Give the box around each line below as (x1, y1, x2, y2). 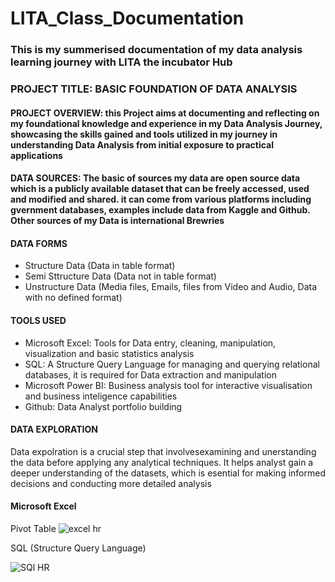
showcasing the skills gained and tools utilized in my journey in (10, 128, 278, 140)
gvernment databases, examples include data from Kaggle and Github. (10, 204, 311, 216)
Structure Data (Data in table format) (24, 260, 176, 272)
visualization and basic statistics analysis (24, 347, 195, 359)
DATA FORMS (10, 237, 68, 249)
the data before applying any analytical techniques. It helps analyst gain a (10, 456, 314, 468)
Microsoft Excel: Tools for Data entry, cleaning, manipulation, (24, 337, 277, 349)
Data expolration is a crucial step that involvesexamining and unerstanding (10, 445, 317, 457)
